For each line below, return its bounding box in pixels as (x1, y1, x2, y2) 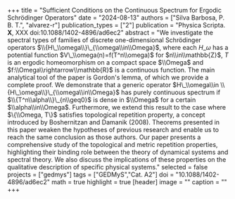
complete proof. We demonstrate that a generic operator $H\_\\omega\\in (7, 81, 220, 89)
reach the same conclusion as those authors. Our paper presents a (7, 133, 201, 141)
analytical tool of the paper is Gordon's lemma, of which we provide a (7, 73, 209, 82)
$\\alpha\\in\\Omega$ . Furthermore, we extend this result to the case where (7, 103, 227, 111)
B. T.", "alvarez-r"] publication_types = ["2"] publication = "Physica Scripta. (7, 21, 226, 29)
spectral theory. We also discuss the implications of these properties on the (7, 155, 227, 164)
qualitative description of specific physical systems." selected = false (7, 163, 208, 171)
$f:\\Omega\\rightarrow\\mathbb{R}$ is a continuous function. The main (7, 66, 215, 74)
